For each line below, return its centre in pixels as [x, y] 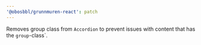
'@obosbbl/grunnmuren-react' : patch [52, 12]
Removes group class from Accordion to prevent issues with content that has [101, 29]
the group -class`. [27, 35]
